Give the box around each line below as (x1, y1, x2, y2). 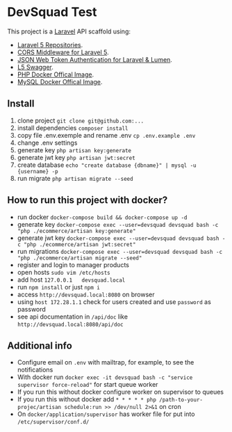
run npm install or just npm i (17, 282, 101, 291)
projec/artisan (17, 404, 62, 411)
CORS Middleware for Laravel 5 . (17, 48, 109, 56)
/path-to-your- (158, 397, 204, 403)
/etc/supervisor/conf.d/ (17, 419, 90, 426)
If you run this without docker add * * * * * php (17, 395, 156, 403)
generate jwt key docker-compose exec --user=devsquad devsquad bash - (17, 234, 226, 242)
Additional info (7, 339, 73, 351)
